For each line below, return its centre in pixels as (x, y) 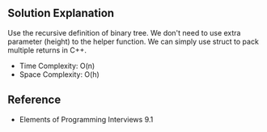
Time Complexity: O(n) (57, 66)
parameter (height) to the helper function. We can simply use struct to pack (133, 41)
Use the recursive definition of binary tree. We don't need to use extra (124, 32)
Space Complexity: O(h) (59, 74)
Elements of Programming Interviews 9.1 (86, 119)
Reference (34, 100)
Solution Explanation (61, 13)
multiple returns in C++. (47, 50)
